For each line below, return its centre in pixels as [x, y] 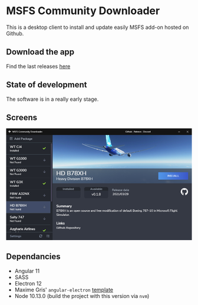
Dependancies [33, 257]
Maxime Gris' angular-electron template [64, 290]
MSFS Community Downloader [83, 11]
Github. [15, 33]
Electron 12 [28, 283]
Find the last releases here [38, 66]
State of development [47, 85]
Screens [22, 117]
